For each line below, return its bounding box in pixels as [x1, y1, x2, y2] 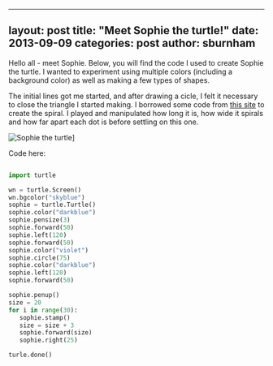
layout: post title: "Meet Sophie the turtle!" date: [8, 24, 259, 37]
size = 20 [8, 298, 42, 307]
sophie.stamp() [19, 313, 71, 321]
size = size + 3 [19, 321, 75, 329]
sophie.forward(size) [19, 329, 93, 337]
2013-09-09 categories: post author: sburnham [8, 37, 256, 50]
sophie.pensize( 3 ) [8, 216, 71, 224]
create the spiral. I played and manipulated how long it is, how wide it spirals [8, 108, 264, 118]
